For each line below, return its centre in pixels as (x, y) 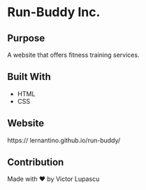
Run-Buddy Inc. (54, 12)
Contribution (36, 162)
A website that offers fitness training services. (73, 55)
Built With (29, 77)
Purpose (26, 38)
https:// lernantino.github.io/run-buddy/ (64, 140)
